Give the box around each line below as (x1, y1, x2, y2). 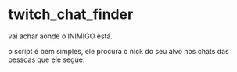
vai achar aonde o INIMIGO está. (8, 31, 113, 41)
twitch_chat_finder (8, 5, 134, 23)
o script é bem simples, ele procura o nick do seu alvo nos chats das (8, 46, 229, 56)
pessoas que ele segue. (8, 55, 85, 64)
